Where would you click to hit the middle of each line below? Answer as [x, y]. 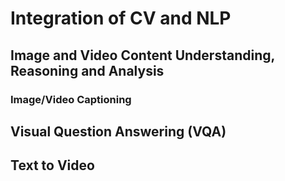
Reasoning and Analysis [87, 70]
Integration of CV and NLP [121, 18]
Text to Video [52, 165]
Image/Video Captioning [71, 99]
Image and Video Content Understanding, [142, 55]
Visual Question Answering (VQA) [118, 131]
